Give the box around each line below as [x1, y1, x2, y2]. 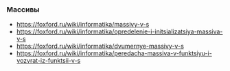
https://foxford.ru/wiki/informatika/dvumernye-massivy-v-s [16, 42, 185, 51]
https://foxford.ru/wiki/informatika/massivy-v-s [16, 20, 150, 29]
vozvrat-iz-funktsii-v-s [16, 57, 81, 65]
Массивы [6, 5, 40, 14]
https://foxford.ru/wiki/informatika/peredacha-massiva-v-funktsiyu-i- [16, 49, 212, 57]
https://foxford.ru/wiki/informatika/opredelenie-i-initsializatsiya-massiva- [16, 27, 223, 35]
